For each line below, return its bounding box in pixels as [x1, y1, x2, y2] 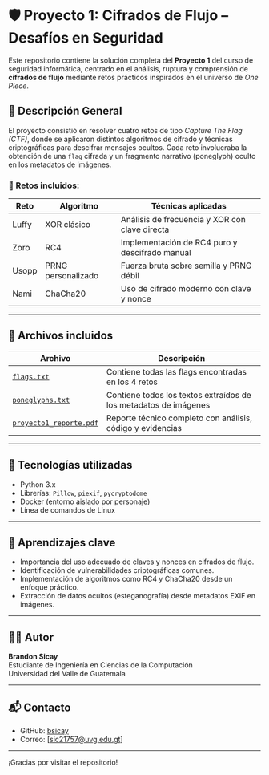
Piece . [8, 81, 30, 91]
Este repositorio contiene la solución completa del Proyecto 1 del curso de [8, 55, 254, 65]
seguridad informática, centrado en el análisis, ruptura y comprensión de [8, 63, 249, 73]
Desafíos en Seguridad [8, 29, 163, 47]
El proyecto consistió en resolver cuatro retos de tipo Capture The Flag [8, 125, 243, 135]
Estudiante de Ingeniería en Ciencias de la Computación [8, 660, 194, 670]
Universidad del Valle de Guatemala [8, 669, 126, 679]
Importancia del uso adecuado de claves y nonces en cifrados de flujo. [19, 557, 255, 566]
